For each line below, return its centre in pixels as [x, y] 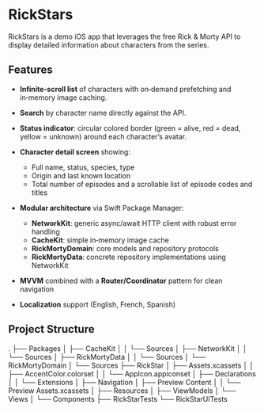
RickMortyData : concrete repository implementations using [129, 257]
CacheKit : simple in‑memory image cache [100, 240]
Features [30, 70]
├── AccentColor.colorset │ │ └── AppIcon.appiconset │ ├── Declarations [132, 373]
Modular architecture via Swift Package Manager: [102, 208]
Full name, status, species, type [83, 167]
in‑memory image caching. [63, 97]
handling [46, 231]
